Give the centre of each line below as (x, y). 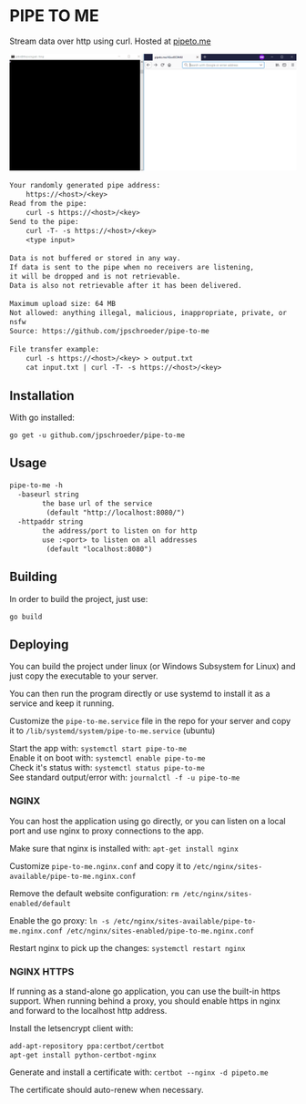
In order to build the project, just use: (79, 598)
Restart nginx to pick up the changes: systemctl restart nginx (127, 947)
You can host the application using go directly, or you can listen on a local (148, 821)
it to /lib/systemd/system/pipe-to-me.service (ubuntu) (112, 731)
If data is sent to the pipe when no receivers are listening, (132, 268)
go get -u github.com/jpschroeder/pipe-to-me (97, 435)
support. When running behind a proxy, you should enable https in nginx (145, 1001)
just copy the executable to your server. (84, 676)
